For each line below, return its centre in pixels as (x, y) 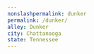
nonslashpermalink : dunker (47, 14)
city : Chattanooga (34, 33)
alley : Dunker (28, 27)
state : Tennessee (33, 40)
